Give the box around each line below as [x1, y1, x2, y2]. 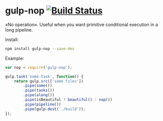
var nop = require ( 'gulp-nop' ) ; [5, 65, 72, 70]
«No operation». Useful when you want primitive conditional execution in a [5, 21, 159, 27]
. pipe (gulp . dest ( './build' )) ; [23, 106, 86, 111]
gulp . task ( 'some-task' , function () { [5, 74, 84, 79]
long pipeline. [5, 26, 33, 32]
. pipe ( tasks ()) [23, 88, 55, 93]
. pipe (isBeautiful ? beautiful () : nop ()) [23, 97, 113, 102]
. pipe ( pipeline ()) [23, 101, 61, 107]
